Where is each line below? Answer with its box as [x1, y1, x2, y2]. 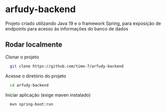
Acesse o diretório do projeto [5, 72, 67, 79]
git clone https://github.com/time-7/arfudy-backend [10, 63, 124, 69]
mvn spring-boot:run [10, 101, 53, 107]
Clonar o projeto [5, 54, 40, 60]
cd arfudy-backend [10, 83, 49, 88]
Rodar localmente [5, 41, 62, 49]
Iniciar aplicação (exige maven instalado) [5, 92, 91, 98]
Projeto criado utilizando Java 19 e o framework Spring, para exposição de [5, 20, 161, 26]
